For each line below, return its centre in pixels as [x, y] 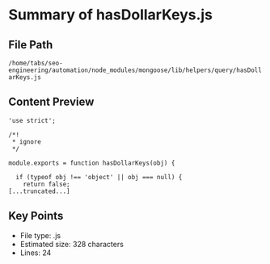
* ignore [27, 142]
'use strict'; [32, 120]
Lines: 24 [36, 253]
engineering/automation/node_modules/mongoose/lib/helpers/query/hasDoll [135, 70]
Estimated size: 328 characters [72, 244]
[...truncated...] [39, 191]
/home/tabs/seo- [36, 63]
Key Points [36, 216]
